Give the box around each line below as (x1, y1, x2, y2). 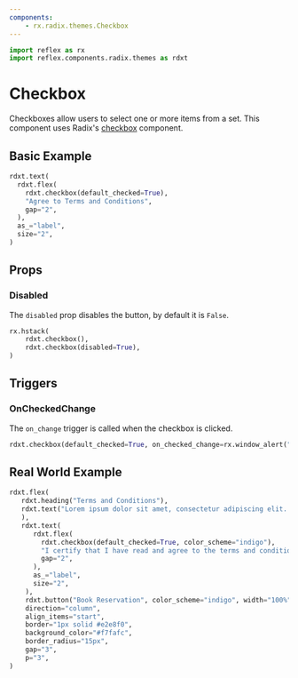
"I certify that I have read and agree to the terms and (41, 546, 255, 555)
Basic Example (9, 148, 92, 164)
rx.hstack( (9, 326, 50, 336)
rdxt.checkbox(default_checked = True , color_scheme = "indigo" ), (41, 538, 276, 546)
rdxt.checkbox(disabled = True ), (25, 343, 141, 352)
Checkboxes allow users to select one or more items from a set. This (9, 113, 260, 124)
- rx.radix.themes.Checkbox (25, 21, 129, 30)
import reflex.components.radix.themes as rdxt (9, 54, 189, 63)
